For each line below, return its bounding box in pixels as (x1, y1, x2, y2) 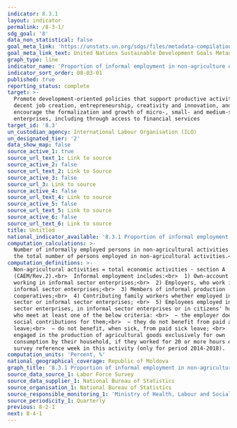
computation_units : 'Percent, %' (7, 351, 106, 358)
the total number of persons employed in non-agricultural (13, 253, 191, 260)
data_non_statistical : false (7, 37, 93, 44)
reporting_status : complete (7, 82, 90, 90)
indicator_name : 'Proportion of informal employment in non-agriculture (7, 63, 226, 70)
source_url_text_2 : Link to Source (7, 167, 112, 175)
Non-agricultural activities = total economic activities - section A (13, 266, 226, 273)
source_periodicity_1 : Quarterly (7, 397, 106, 404)
